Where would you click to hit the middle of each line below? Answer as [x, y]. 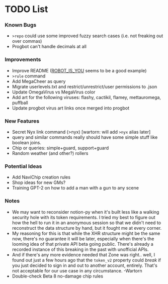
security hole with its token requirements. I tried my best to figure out [83, 217]
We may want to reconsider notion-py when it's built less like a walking [86, 212]
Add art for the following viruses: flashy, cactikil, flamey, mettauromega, [87, 97]
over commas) [27, 41]
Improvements [23, 60]
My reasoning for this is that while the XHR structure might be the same [86, 233]
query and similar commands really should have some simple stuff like [85, 137]
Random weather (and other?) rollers [50, 153]
